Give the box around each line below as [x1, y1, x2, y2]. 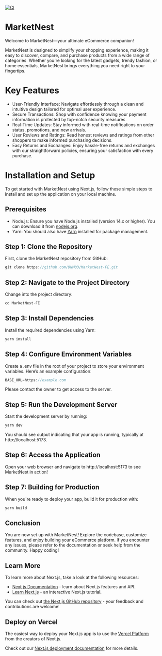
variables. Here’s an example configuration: [5, 368, 92, 374]
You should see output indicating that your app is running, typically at [5, 431, 144, 438]
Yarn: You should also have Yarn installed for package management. [12, 228, 149, 234]
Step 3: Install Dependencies [5, 314, 94, 322]
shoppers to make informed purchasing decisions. [12, 137, 113, 143]
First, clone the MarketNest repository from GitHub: [5, 256, 108, 262]
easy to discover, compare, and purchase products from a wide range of [5, 52, 150, 58]
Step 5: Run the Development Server [5, 400, 117, 409]
